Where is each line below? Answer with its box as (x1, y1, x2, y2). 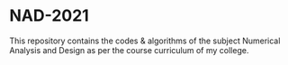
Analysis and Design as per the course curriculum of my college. (9, 44, 249, 55)
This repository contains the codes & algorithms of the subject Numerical (9, 35, 281, 46)
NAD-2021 (9, 5, 90, 26)
